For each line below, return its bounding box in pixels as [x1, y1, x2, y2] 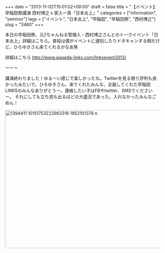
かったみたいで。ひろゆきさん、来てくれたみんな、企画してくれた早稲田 [5, 82, 151, 87]
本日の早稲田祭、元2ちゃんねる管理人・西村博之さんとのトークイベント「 [5, 32, 154, 37]
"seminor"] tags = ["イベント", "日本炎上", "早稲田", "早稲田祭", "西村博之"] [5, 16, 156, 22]
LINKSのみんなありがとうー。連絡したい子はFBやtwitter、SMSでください [5, 87, 153, 93]
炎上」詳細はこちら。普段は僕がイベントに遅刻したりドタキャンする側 [9, 38, 151, 44]
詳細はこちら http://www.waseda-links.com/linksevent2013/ [5, 55, 127, 60]
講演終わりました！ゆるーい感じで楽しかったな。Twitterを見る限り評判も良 [5, 75, 157, 81]
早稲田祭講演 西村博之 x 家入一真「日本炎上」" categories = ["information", [5, 10, 157, 16]
